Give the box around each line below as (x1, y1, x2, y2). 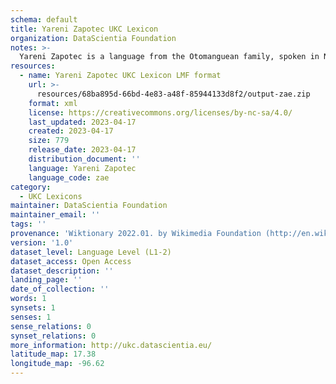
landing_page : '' (10, 275, 83, 285)
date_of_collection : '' (10, 284, 110, 295)
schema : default (10, 14, 78, 25)
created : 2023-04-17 (28, 126, 114, 136)
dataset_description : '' (10, 266, 114, 276)
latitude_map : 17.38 (10, 349, 97, 360)
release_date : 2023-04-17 (28, 145, 137, 155)
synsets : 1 (10, 303, 56, 313)
